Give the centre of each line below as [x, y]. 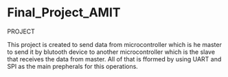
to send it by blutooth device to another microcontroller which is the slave [111, 52]
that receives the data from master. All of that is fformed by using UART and [114, 59]
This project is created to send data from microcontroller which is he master [114, 44]
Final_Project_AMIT [64, 13]
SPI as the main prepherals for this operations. [73, 66]
